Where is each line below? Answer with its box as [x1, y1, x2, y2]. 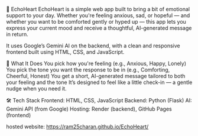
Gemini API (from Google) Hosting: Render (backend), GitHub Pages [6, 105, 173, 112]
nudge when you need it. [6, 85, 67, 92]
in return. [6, 31, 28, 38]
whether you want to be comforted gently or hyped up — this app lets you [6, 18, 186, 25]
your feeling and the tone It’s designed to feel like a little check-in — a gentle [6, 79, 193, 86]
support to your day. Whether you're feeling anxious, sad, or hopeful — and [6, 12, 190, 19]
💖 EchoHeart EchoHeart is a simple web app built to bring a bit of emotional [6, 6, 190, 12]
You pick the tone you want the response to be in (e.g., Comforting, [6, 66, 170, 73]
